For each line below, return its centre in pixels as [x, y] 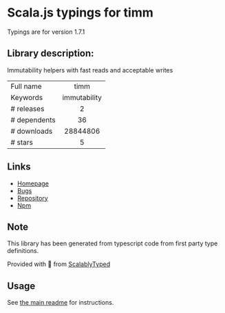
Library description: [51, 53]
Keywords [27, 97]
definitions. [23, 251]
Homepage [33, 183]
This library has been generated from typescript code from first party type [112, 243]
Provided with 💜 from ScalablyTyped [59, 264]
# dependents [33, 120]
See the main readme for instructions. [61, 303]
